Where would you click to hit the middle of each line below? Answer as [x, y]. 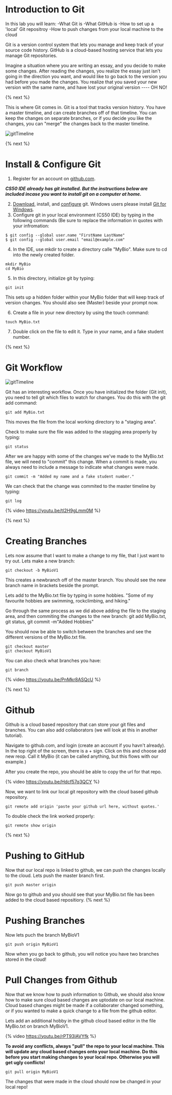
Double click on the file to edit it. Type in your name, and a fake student [88, 331]
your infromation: [31, 226]
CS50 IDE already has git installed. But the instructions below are [77, 188]
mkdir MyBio [18, 264]
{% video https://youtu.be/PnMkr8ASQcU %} [53, 679]
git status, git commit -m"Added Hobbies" [50, 622]
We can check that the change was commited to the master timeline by [80, 486]
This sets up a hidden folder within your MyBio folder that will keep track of [85, 297]
